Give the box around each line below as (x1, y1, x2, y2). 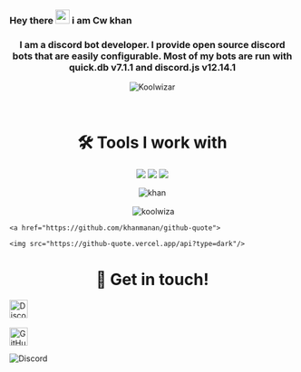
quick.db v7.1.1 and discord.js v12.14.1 (69, 61, 236, 73)
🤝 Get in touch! (95, 270, 209, 290)
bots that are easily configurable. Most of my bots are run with (12, 50, 293, 62)
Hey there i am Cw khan (9, 14, 132, 26)
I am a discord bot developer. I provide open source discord (19, 38, 286, 51)
